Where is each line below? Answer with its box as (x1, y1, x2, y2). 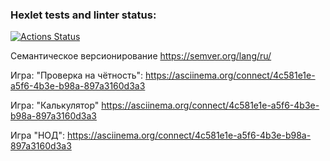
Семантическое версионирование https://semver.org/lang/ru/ (10, 50, 272, 62)
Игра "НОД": (10, 129, 66, 142)
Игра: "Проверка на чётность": (10, 69, 144, 82)
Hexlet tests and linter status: (10, 8, 157, 22)
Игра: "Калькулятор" (10, 99, 100, 112)
